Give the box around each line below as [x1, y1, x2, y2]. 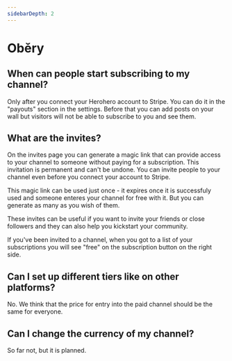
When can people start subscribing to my [7, 68, 190, 80]
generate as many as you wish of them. [7, 201, 120, 210]
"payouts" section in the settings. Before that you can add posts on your [7, 105, 214, 113]
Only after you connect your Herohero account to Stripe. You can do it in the [7, 97, 226, 105]
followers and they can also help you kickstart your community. [7, 222, 189, 231]
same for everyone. [7, 307, 63, 316]
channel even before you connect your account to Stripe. [7, 173, 171, 181]
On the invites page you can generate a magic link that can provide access [7, 151, 221, 159]
